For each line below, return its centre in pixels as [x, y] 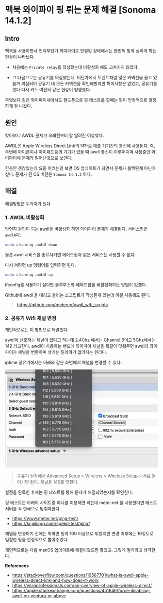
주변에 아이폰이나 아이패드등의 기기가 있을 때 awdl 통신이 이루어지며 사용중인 [78, 151]
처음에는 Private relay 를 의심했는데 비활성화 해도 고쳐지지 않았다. [75, 67]
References [17, 566]
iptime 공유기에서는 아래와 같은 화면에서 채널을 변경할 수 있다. [64, 362]
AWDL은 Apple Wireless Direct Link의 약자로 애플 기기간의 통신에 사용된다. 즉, [80, 146]
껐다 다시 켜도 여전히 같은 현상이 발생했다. [51, 90]
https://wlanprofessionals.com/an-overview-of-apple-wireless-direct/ [82, 586]
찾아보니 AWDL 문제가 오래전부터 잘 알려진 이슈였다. [55, 135]
